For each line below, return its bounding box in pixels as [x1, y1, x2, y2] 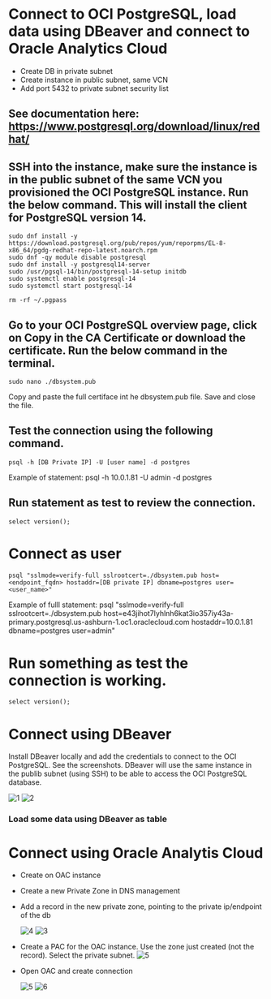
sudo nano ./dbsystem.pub [8, 377, 96, 385]
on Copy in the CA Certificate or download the [8, 330, 246, 345]
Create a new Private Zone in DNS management [19, 886, 181, 896]
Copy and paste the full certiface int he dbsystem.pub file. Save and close [8, 391, 256, 402]
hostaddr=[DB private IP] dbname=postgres [66, 578, 213, 587]
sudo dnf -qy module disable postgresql [8, 253, 148, 262]
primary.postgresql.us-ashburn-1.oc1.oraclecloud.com [8, 617, 190, 627]
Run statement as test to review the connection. [8, 496, 256, 510]
